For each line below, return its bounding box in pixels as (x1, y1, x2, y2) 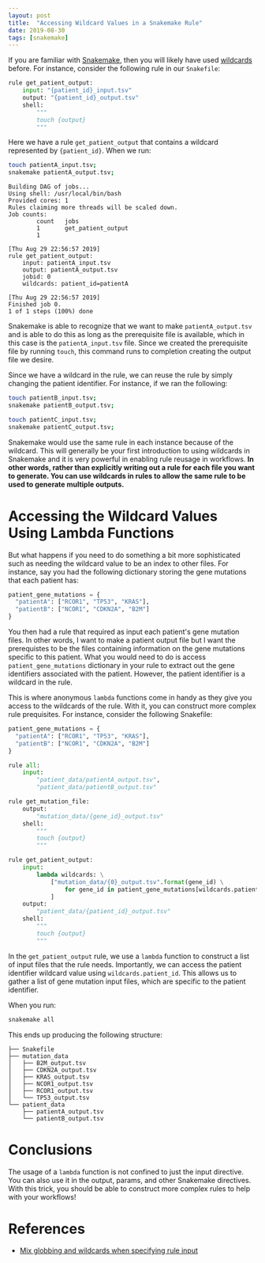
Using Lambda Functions (8, 524, 175, 542)
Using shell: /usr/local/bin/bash (8, 190, 122, 198)
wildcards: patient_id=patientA (22, 280, 129, 288)
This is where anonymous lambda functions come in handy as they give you (8, 693, 252, 703)
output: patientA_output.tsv (22, 266, 118, 274)
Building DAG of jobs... (8, 183, 90, 191)
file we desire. (8, 355, 54, 365)
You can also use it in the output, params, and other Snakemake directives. (8, 1175, 252, 1185)
